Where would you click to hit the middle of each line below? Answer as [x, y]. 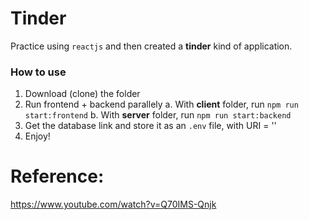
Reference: [57, 176]
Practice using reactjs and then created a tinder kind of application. [151, 46]
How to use [38, 72]
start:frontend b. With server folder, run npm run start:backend [158, 115]
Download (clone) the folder [82, 94]
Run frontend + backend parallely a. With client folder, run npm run [161, 104]
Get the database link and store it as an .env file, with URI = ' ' [150, 126]
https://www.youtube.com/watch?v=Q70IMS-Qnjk [113, 204]
